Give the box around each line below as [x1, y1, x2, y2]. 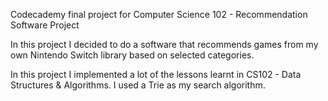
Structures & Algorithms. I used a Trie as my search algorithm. [10, 79, 266, 91]
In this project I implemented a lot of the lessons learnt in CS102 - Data [10, 69, 302, 80]
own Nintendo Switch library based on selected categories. [10, 49, 255, 61]
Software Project [10, 19, 80, 31]
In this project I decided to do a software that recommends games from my [10, 39, 319, 50]
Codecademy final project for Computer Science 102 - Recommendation [10, 9, 308, 20]
